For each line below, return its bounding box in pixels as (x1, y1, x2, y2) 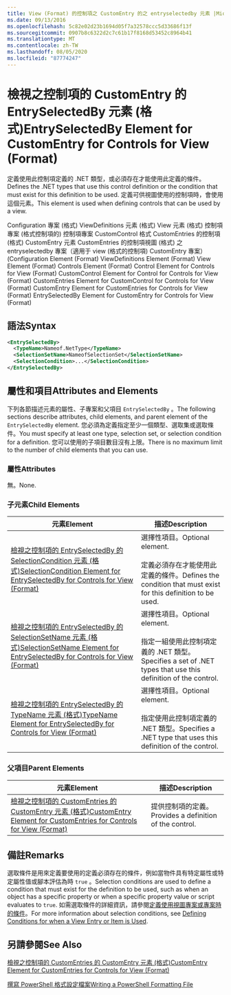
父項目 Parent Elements (7, 764, 85, 773)
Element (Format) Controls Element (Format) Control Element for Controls (7, 262, 215, 270)
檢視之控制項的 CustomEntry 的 (7, 87, 187, 102)
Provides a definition (151, 810, 218, 820)
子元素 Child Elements (7, 500, 80, 510)
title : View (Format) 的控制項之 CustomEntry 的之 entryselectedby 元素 (7, 10, 211, 17)
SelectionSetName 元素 (10, 633, 87, 642)
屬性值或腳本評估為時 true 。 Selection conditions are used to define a (12, 877, 212, 886)
